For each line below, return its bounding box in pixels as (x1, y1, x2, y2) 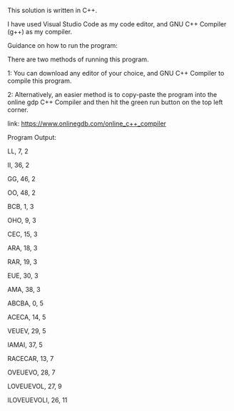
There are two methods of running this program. (7, 55, 149, 64)
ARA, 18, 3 (7, 244, 38, 252)
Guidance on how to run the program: (7, 41, 118, 49)
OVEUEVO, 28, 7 (7, 368, 56, 377)
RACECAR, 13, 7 (7, 355, 54, 362)
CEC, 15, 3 (7, 230, 38, 238)
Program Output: (7, 133, 57, 141)
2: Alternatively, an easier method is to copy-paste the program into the (7, 91, 218, 98)
